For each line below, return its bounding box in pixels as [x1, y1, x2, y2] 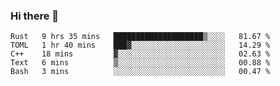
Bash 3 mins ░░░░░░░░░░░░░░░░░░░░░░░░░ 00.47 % [10, 67, 271, 77]
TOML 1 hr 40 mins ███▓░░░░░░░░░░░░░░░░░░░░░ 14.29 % [10, 40, 271, 51]
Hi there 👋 [10, 9, 60, 23]
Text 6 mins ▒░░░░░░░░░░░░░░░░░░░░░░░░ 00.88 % [10, 58, 271, 68]
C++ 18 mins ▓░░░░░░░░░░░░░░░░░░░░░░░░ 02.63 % [10, 49, 271, 59]
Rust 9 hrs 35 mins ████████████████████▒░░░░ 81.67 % [10, 32, 271, 42]
